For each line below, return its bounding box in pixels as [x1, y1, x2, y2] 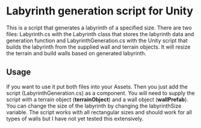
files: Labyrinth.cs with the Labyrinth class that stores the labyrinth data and [6, 30, 194, 37]
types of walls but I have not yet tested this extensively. [6, 115, 144, 122]
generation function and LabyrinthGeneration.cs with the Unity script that [6, 37, 188, 44]
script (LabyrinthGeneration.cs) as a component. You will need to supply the [6, 89, 195, 97]
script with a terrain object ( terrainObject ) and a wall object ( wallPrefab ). [6, 96, 188, 103]
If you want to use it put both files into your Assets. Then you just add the [6, 83, 188, 90]
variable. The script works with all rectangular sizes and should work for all [6, 108, 193, 115]
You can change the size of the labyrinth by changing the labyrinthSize [6, 102, 182, 109]
